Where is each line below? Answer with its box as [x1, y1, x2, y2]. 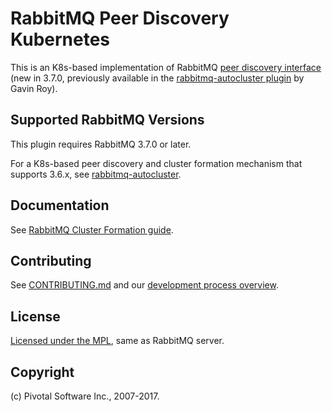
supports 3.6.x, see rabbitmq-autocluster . [10, 168, 182, 180]
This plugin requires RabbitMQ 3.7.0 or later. [10, 138, 192, 150]
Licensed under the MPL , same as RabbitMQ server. [10, 335, 225, 347]
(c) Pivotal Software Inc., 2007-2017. [10, 390, 160, 402]
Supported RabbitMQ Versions [10, 112, 205, 129]
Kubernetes [10, 28, 111, 51]
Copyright [10, 363, 75, 381]
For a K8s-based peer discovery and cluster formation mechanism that [10, 157, 303, 169]
